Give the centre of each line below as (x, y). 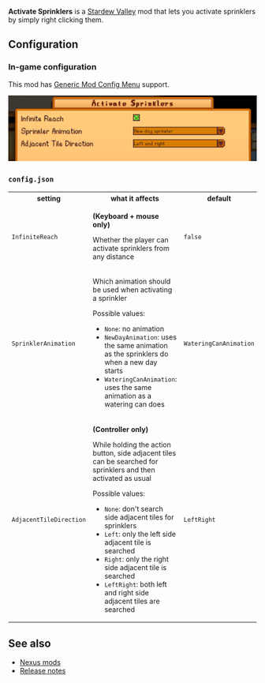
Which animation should (132, 281)
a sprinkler (110, 298)
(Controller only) (121, 429)
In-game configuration (52, 67)
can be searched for (125, 461)
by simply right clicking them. (56, 20)
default (219, 198)
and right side (127, 592)
